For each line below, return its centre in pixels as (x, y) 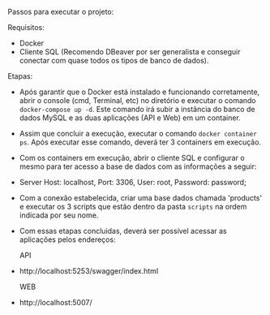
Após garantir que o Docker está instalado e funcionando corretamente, (139, 92)
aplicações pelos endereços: (67, 239)
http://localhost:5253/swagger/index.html (89, 271)
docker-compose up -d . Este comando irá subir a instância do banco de (137, 109)
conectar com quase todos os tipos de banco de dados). (114, 60)
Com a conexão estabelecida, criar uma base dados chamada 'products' (141, 198)
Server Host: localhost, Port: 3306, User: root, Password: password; (133, 182)
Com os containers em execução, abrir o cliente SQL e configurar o (132, 158)
